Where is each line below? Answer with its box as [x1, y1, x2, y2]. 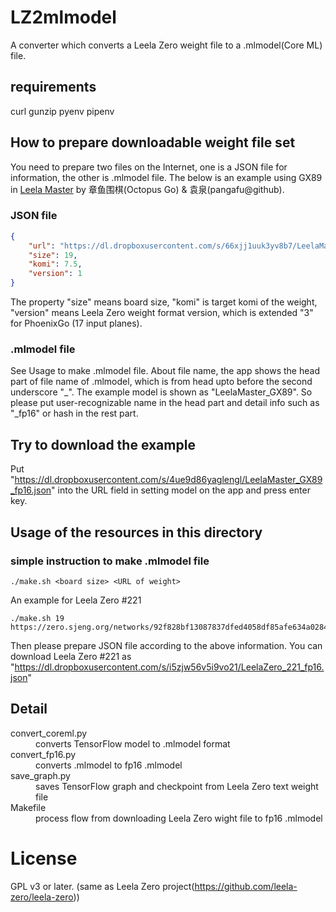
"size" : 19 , [28, 250, 78, 260]
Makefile [10, 801, 47, 813]
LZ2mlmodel [10, 6, 117, 29]
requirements [10, 79, 97, 96]
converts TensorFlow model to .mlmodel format [35, 737, 231, 750]
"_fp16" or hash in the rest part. [10, 407, 139, 420]
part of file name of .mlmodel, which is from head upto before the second [10, 376, 313, 388]
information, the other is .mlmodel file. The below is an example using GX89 [10, 171, 323, 183]
